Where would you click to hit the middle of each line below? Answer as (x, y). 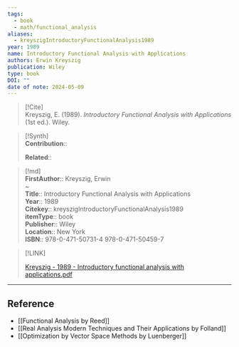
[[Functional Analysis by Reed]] (64, 321)
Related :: (38, 157)
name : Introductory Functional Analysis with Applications (97, 54)
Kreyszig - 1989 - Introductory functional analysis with (105, 267)
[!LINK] (35, 253)
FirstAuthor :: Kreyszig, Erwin (68, 179)
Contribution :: (46, 144)
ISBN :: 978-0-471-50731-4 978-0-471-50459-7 (94, 239)
